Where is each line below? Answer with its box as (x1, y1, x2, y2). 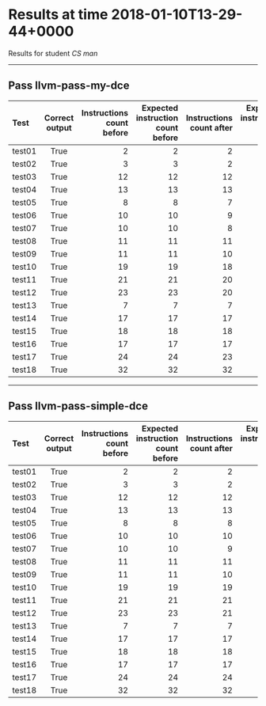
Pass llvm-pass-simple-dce (8, 400, 149, 413)
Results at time (8, 6, 108, 24)
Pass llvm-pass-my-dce (8, 79, 130, 93)
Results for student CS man (8, 48, 98, 58)
